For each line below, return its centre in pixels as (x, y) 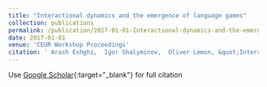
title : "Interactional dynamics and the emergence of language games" (128, 15)
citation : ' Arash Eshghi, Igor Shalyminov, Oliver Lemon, (112, 52)
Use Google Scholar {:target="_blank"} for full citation (95, 75)
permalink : (26, 30)
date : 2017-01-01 (37, 38)
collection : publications (51, 23)
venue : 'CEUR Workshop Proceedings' (69, 45)
